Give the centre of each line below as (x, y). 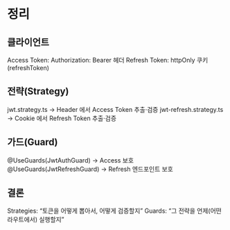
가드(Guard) (33, 142)
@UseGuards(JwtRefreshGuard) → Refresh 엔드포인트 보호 (90, 169)
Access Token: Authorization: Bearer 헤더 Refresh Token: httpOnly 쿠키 (108, 60)
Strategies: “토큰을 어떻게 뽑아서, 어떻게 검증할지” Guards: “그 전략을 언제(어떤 (114, 211)
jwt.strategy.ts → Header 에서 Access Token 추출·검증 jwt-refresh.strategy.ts (115, 109)
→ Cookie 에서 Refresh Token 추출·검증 (62, 118)
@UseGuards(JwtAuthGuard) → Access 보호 (70, 160)
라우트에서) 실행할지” (36, 220)
